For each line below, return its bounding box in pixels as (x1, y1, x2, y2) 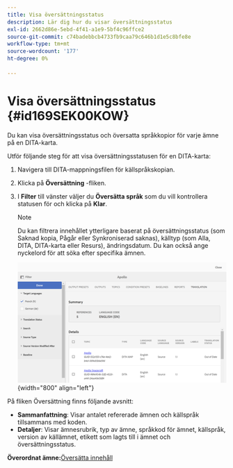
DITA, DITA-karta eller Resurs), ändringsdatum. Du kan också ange (17, 241, 209, 249)
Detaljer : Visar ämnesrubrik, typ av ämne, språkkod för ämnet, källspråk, (17, 426, 226, 434)
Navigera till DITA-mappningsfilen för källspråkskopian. (17, 165, 175, 174)
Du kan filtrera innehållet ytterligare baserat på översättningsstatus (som (17, 226, 225, 235)
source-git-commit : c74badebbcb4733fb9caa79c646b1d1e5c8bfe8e (7, 33, 191, 40)
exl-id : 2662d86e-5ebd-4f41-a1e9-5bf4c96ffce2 (7, 26, 145, 33)
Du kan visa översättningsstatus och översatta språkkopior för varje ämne (7, 131, 219, 139)
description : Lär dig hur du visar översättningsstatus (7, 18, 172, 26)
